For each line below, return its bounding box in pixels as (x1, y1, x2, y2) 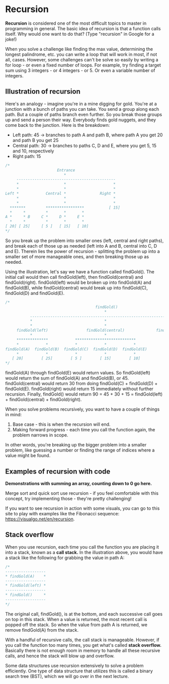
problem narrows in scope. (12, 432, 68, 438)
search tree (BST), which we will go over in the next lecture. (5, 673, 129, 679)
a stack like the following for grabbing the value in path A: (5, 555, 125, 561)
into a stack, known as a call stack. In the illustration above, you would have (5, 549, 163, 555)
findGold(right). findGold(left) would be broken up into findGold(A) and (5, 279, 152, 285)
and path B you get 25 (12, 137, 59, 143)
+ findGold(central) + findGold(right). (5, 397, 82, 403)
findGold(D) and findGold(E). (5, 290, 64, 296)
